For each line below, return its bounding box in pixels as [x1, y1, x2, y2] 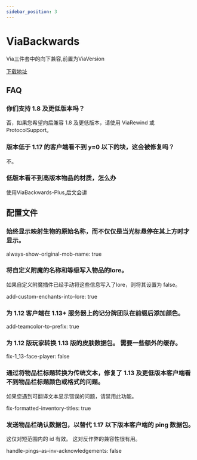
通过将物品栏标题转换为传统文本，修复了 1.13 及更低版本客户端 [6, 369, 185, 377]
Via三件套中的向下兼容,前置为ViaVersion [6, 55, 104, 62]
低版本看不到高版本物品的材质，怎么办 [6, 174, 116, 182]
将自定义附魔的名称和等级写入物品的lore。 [6, 266, 128, 275]
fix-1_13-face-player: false [6, 353, 70, 360]
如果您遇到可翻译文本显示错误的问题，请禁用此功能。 [6, 392, 137, 400]
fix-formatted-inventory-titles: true [6, 404, 91, 412]
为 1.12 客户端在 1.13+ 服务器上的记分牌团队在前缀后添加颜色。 [6, 309, 184, 317]
